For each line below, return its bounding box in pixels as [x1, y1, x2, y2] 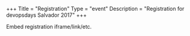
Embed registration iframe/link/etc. [6, 23, 92, 30]
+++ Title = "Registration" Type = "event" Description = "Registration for [6, 5, 185, 12]
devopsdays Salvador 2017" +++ [6, 11, 87, 19]
